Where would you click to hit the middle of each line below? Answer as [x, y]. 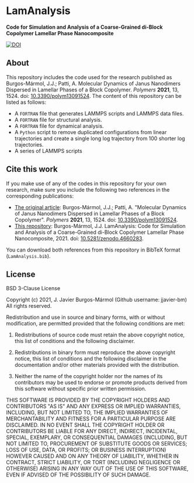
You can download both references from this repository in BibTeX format [93, 250]
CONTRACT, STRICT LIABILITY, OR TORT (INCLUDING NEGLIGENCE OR [93, 462]
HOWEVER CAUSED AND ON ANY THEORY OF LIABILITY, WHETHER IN [93, 456]
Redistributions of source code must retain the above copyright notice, [100, 335]
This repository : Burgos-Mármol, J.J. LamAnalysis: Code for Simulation [100, 226]
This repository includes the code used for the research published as [89, 77]
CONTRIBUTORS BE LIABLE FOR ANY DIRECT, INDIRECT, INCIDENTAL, [92, 431]
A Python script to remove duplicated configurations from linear [91, 132]
